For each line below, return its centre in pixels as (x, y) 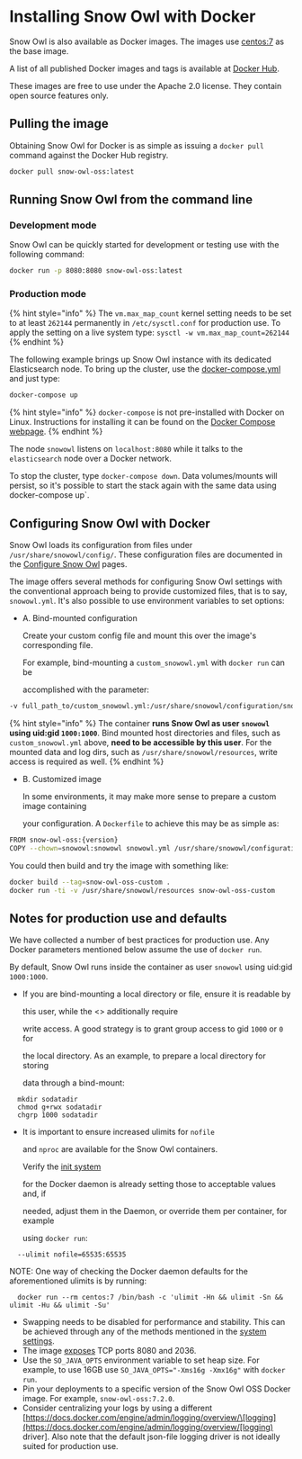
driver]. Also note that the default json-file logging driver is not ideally (151, 1436)
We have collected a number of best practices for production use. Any (139, 940)
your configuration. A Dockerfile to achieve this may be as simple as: (151, 824)
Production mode (48, 294)
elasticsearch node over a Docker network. (91, 459)
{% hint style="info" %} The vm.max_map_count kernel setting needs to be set (151, 313)
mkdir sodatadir (48, 1100)
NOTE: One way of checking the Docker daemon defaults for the (129, 1272)
